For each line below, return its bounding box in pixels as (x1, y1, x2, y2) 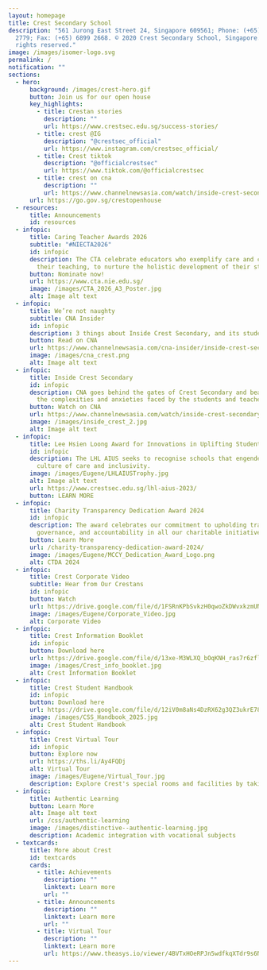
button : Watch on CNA (29, 403, 102, 412)
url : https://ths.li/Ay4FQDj (29, 758, 126, 766)
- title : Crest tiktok (37, 152, 112, 160)
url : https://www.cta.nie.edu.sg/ (29, 277, 145, 286)
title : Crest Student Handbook (29, 684, 133, 692)
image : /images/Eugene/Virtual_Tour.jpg (29, 772, 165, 780)
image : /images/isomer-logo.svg (8, 48, 115, 56)
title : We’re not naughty (29, 307, 115, 315)
